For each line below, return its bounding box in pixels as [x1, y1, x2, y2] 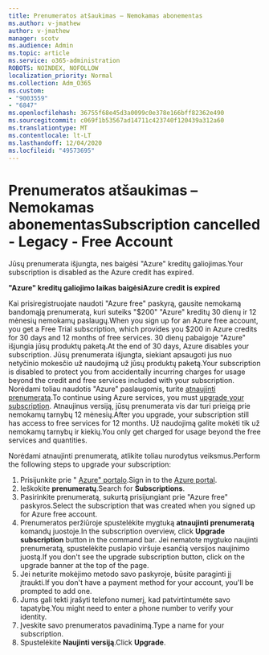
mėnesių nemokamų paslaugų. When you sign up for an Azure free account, [8, 315, 259, 326]
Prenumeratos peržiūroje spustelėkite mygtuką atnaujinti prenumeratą [19, 518, 255, 528]
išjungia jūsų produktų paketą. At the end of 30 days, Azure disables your [8, 341, 249, 351]
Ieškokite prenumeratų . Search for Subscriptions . [19, 484, 185, 493]
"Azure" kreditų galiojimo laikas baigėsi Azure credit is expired [8, 283, 221, 293]
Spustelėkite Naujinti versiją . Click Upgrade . [19, 637, 166, 648]
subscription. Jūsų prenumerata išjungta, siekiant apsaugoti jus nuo [8, 350, 233, 360]
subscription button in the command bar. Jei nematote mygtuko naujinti [19, 535, 259, 545]
